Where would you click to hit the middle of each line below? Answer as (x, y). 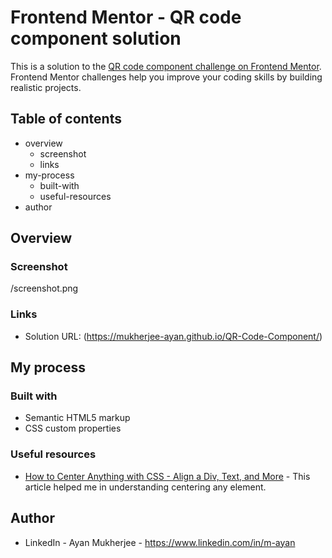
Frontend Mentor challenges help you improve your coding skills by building (166, 77)
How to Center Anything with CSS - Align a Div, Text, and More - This (167, 476)
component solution (96, 38)
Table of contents (66, 119)
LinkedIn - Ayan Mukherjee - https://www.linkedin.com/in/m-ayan (160, 542)
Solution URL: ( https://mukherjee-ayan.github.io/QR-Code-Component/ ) (173, 336)
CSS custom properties (73, 428)
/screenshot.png (44, 288)
